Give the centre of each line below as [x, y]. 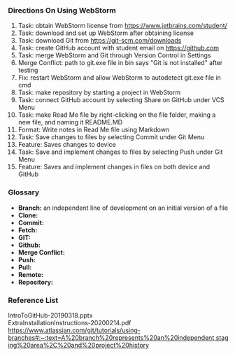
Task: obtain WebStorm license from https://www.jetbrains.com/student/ [123, 26]
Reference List [33, 300]
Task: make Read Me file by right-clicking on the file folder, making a [117, 115]
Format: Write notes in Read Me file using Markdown [94, 130]
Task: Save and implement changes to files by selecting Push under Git [120, 152]
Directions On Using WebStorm [62, 10]
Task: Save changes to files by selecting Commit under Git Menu [111, 137]
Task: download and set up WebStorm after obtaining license [106, 33]
